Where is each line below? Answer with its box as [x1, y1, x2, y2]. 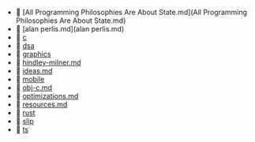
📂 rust [15, 108, 36, 118]
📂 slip [15, 117, 34, 125]
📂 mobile [15, 75, 45, 84]
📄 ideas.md [15, 66, 53, 75]
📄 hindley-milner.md [15, 58, 81, 67]
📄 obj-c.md [15, 83, 53, 92]
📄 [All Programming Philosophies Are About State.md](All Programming [15, 8, 247, 17]
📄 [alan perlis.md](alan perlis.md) [15, 24, 125, 33]
